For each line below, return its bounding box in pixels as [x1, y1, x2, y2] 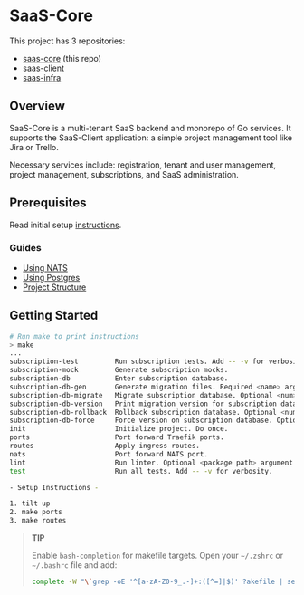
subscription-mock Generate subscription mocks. [9, 366, 229, 375]
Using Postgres [22, 272, 81, 283]
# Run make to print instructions [9, 331, 140, 341]
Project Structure [22, 282, 87, 293]
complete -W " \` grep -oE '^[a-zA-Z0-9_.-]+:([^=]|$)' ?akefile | [31, 577, 283, 587]
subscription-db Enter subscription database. [9, 374, 229, 383]
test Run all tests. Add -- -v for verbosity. [9, 466, 273, 475]
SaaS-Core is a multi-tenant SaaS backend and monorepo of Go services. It [9, 122, 291, 133]
